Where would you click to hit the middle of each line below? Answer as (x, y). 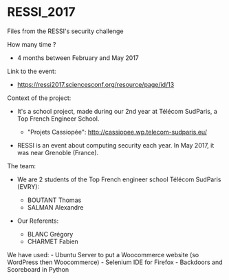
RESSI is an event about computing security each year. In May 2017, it (116, 145)
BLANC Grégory (50, 234)
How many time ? (32, 44)
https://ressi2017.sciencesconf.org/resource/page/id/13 (96, 84)
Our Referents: (38, 221)
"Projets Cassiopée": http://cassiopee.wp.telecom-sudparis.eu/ (117, 132)
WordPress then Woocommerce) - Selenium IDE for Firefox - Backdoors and (115, 262)
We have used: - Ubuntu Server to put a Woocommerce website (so (103, 254)
